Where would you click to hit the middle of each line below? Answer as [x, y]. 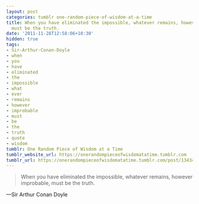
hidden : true [22, 39]
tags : [13, 45]
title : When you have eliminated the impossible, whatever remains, [92, 22]
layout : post [22, 12]
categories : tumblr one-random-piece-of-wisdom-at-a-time [79, 17]
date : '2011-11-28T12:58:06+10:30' [50, 34]
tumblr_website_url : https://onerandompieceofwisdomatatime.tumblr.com [96, 154]
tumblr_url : [21, 160]
